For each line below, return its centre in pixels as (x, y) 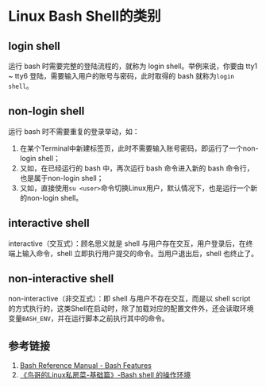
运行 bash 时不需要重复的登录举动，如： (74, 131)
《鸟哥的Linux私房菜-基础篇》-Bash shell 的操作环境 (105, 375)
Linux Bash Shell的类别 (85, 16)
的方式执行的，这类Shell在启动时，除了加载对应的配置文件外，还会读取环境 (131, 308)
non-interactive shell (61, 279)
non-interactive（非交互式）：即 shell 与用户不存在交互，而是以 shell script (129, 299)
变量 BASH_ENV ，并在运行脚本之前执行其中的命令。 (89, 319)
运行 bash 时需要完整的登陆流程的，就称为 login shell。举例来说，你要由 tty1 (133, 66)
